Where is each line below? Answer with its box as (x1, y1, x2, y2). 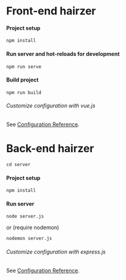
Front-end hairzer (6, 4, 96, 18)
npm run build (6, 89, 42, 95)
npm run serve (6, 64, 42, 70)
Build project (6, 76, 39, 83)
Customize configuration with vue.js (6, 102, 96, 109)
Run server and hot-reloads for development (6, 50, 120, 58)
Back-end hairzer (6, 142, 94, 155)
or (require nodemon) (6, 224, 59, 231)
